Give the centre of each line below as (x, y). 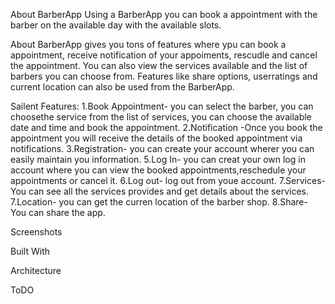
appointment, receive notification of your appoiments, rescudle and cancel (164, 55)
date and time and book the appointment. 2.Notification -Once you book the (166, 127)
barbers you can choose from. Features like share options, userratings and (164, 76)
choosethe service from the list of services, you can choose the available (161, 117)
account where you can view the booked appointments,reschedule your (158, 170)
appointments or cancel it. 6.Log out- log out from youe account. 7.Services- (168, 180)
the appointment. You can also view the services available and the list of (159, 65)
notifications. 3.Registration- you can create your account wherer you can (162, 148)
